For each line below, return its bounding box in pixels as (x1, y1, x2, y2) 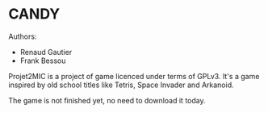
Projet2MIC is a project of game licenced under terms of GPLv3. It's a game (8, 71, 260, 81)
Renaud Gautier (19, 47, 73, 56)
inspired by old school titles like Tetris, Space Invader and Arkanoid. (8, 80, 234, 90)
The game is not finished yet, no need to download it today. (8, 95, 206, 105)
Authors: (8, 31, 37, 41)
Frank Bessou (19, 56, 66, 65)
